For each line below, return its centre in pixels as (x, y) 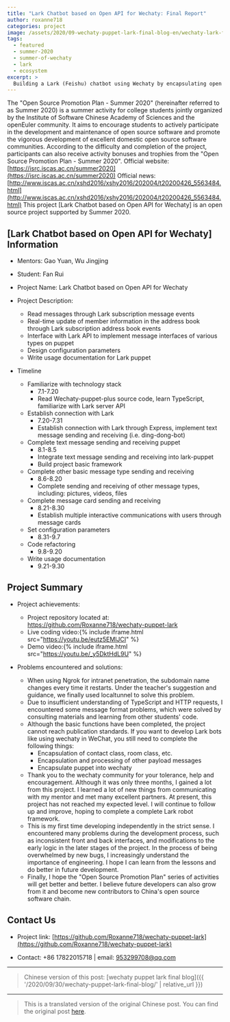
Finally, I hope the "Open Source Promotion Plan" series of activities (123, 877)
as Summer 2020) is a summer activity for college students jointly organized (115, 110)
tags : (15, 39)
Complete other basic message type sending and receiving (111, 472)
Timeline (29, 371)
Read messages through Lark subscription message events (111, 314)
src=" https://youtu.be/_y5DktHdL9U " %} (85, 653)
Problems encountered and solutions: (70, 667)
